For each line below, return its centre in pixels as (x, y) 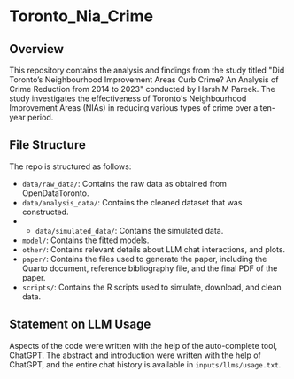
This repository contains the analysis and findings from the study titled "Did (147, 70)
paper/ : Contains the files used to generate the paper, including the (144, 259)
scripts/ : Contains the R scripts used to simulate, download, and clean (151, 287)
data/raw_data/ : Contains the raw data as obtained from (124, 183)
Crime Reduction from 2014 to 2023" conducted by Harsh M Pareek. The (143, 89)
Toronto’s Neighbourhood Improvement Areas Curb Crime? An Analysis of (144, 80)
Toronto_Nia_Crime (81, 16)
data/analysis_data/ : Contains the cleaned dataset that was (132, 202)
